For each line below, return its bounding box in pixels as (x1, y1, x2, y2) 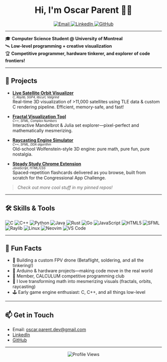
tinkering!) (12, 263, 34, 269)
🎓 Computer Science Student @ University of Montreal (5, 35, 123, 41)
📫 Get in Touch (5, 311, 54, 319)
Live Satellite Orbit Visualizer (12, 90, 74, 96)
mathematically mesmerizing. (12, 127, 73, 133)
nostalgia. (12, 151, 33, 157)
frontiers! (5, 57, 25, 64)
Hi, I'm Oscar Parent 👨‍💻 (34, 4, 133, 16)
